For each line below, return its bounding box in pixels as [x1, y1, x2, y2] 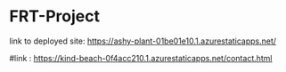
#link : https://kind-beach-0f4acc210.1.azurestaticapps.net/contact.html [9, 52, 274, 63]
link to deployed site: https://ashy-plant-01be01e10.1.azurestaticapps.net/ [9, 36, 277, 46]
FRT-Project [9, 6, 101, 27]
